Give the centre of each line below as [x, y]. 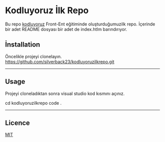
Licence [18, 123]
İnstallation [23, 45]
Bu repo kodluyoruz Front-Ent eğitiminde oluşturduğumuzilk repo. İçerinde [80, 24]
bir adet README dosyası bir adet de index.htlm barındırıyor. [66, 29]
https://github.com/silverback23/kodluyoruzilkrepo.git [60, 62]
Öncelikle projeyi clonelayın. [34, 56]
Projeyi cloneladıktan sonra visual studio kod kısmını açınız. [65, 94]
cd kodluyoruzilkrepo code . [33, 103]
